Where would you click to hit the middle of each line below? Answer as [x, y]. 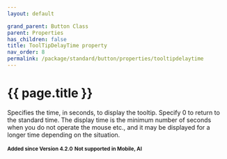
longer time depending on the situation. [64, 135]
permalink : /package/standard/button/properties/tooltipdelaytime [105, 59]
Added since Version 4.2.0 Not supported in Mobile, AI [75, 149]
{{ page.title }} [50, 93]
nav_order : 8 [26, 52]
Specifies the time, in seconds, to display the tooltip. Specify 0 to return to [114, 112]
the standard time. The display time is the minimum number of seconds [109, 120]
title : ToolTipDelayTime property [57, 46]
